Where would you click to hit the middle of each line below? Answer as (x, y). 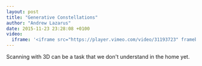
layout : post (23, 12)
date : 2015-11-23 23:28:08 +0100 (48, 28)
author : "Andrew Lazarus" (38, 23)
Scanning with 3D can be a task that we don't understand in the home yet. (98, 57)
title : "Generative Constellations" (52, 17)
